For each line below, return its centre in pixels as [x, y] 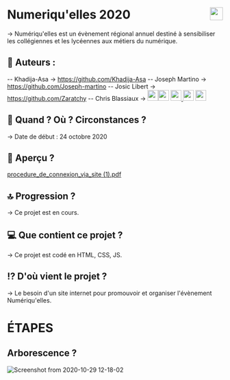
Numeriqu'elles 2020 [69, 15]
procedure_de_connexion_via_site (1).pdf [64, 174]
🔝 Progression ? [41, 196]
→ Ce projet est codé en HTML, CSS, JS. [65, 255]
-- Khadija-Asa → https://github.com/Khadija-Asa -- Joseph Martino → [107, 79]
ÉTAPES [30, 328]
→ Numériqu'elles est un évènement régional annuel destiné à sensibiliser [111, 34]
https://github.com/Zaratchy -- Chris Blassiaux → [77, 98]
